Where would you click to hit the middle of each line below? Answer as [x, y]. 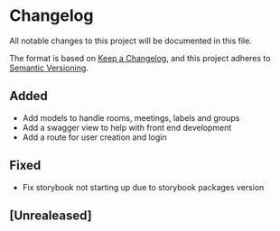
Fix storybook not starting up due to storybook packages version [143, 187]
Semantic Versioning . [49, 68]
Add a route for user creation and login [94, 137]
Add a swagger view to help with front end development [127, 127]
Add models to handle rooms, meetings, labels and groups [131, 117]
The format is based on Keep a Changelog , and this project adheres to [140, 58]
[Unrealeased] [51, 215]
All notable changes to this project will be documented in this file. [131, 41]
